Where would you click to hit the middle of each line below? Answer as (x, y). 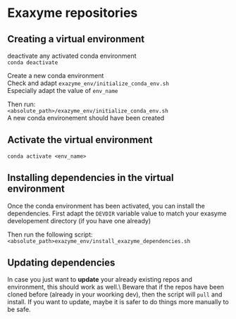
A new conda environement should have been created (86, 118)
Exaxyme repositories (73, 13)
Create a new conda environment (56, 76)
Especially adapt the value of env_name (63, 90)
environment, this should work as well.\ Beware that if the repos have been (116, 287)
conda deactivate (33, 63)
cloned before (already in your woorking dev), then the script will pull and (115, 294)
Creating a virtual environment (76, 39)
